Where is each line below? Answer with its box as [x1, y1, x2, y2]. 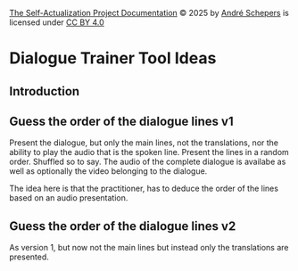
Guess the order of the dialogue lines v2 [9, 218, 236, 234]
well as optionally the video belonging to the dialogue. [9, 166, 208, 177]
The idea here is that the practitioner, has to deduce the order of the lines [9, 183, 279, 194]
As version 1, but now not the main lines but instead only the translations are [9, 242, 289, 253]
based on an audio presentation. [9, 193, 128, 203]
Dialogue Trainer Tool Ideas [9, 48, 217, 69]
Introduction [9, 84, 80, 99]
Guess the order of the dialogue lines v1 [9, 113, 234, 128]
